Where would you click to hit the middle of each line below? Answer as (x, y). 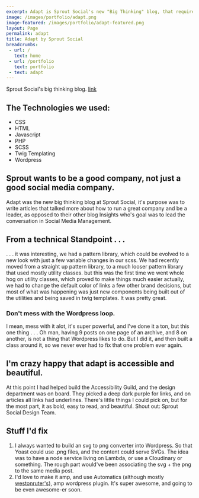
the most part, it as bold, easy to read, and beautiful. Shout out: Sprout (92, 406)
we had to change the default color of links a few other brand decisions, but (99, 285)
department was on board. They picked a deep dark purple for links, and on (99, 393)
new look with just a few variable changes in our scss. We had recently (93, 260)
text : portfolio (34, 67)
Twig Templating (35, 154)
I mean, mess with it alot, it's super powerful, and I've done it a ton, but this (98, 326)
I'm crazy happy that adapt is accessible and (90, 364)
